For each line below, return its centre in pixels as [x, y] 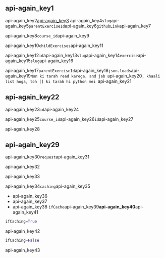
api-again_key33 [23, 177]
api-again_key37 [30, 201]
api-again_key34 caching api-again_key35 [48, 186]
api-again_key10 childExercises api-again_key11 [54, 46]
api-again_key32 [23, 167]
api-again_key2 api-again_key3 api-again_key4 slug [58, 20]
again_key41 [25, 212]
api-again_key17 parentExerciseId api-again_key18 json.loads [68, 70]
